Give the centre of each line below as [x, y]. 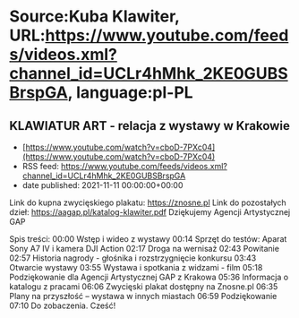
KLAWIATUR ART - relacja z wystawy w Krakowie [150, 126]
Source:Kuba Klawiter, [94, 17]
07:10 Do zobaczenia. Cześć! [63, 305]
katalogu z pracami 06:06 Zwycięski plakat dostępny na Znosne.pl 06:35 [144, 287]
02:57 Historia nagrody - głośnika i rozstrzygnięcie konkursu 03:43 [133, 258]
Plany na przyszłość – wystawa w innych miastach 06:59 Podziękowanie [143, 296]
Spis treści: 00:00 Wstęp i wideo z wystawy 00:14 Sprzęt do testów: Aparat [148, 239]
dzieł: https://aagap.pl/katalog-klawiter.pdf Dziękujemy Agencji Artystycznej [150, 212]
